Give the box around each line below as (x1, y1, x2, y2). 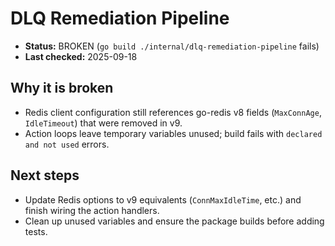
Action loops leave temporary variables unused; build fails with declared (24, 127, 323, 139)
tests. (24, 225, 48, 237)
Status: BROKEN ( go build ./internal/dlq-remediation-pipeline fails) (24, 40, 320, 52)
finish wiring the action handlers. (24, 204, 160, 216)
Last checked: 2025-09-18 (24, 50, 138, 62)
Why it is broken (10, 80, 114, 97)
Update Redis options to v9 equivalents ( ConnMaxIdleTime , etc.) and (24, 193, 302, 206)
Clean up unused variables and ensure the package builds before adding (24, 215, 325, 227)
